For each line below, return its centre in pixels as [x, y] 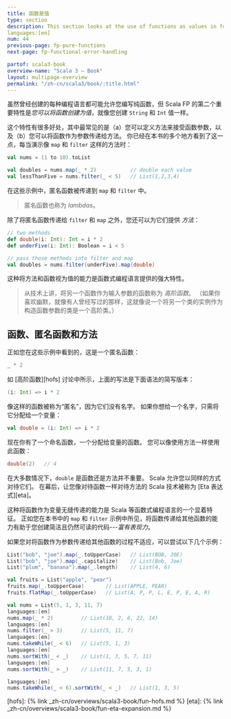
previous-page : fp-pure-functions [57, 45]
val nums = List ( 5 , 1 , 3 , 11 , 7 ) [55, 605]
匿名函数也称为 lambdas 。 [62, 205]
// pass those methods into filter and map [70, 258]
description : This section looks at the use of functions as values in [112, 26]
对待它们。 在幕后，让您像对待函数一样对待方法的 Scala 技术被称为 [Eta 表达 [115, 486]
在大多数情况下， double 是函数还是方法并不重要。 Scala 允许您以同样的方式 [114, 478]
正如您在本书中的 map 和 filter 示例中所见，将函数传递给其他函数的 [116, 518]
